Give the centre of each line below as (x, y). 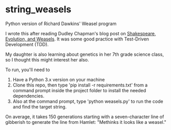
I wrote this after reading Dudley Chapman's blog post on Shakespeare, (81, 33)
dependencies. (28, 96)
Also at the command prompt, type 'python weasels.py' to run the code (88, 101)
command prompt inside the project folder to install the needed (79, 90)
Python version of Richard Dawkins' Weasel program (61, 24)
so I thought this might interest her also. (47, 59)
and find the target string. (40, 106)
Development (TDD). (27, 44)
